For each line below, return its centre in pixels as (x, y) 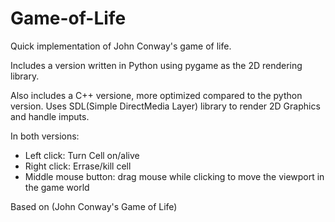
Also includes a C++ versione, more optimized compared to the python (156, 95)
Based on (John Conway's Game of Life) (94, 206)
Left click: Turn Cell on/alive (82, 155)
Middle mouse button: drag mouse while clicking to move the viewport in (174, 176)
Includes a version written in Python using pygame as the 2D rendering (156, 65)
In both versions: (45, 136)
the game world (57, 187)
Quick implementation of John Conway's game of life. (121, 46)
